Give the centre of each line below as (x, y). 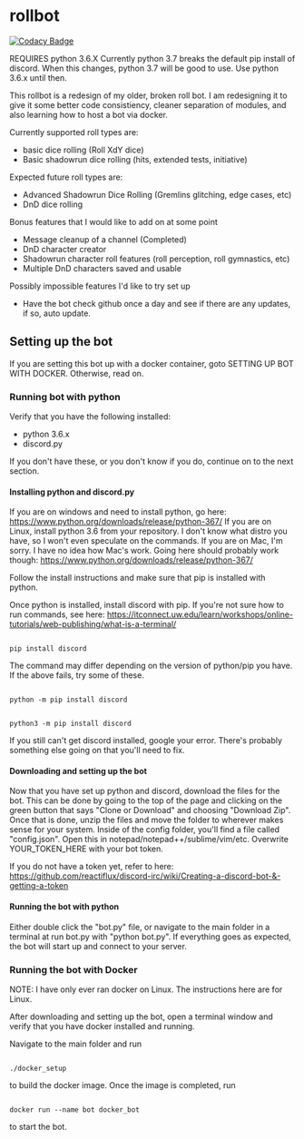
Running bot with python (65, 397)
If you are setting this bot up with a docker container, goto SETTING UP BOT (152, 363)
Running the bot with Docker (74, 969)
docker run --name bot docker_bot (75, 1110)
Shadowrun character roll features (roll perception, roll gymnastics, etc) (156, 259)
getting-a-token (39, 886)
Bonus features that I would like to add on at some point (113, 221)
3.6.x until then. (39, 77)
